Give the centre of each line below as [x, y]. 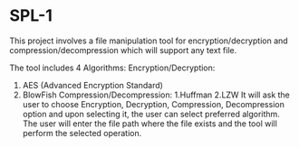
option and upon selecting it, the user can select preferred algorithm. [151, 114]
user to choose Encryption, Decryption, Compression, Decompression [154, 104]
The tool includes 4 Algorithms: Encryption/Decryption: [112, 68]
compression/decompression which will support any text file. [123, 50]
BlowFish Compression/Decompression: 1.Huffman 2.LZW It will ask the [156, 95]
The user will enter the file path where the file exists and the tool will [150, 124]
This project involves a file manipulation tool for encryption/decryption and [149, 41]
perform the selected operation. [82, 133]
